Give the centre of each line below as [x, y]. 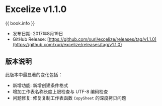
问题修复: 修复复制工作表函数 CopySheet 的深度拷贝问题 [69, 98]
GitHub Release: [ [31, 39]
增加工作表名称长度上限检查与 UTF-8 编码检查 [60, 91]
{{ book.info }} [20, 23]
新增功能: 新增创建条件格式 [40, 85]
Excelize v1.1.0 [36, 9]
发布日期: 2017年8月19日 [38, 33]
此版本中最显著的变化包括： [34, 74]
